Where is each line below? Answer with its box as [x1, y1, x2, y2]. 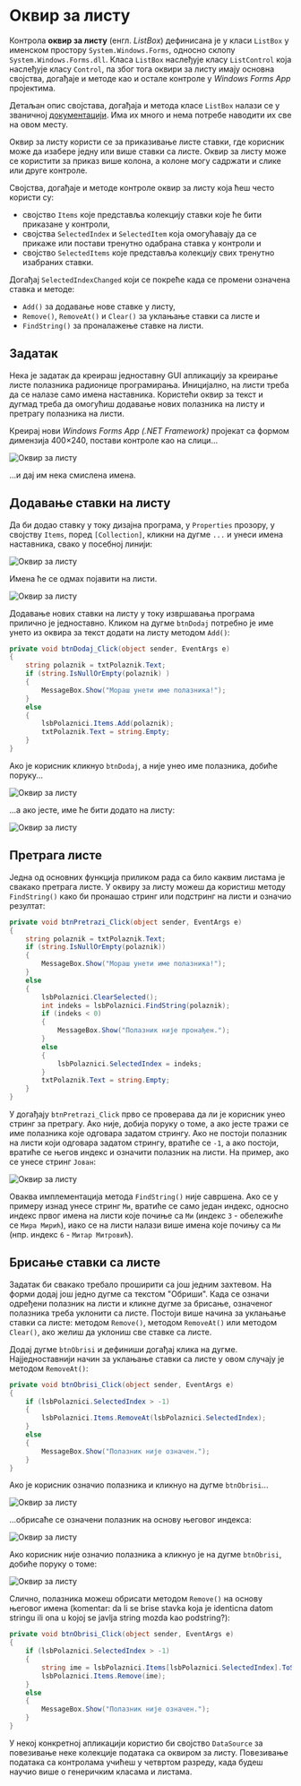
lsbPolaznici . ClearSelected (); [41, 992, 159, 1002]
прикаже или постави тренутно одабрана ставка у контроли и [21, 237, 262, 248]
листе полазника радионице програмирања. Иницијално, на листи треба [9, 379, 289, 390]
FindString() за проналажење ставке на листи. [21, 320, 204, 331]
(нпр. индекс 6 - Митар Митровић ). [9, 1229, 134, 1239]
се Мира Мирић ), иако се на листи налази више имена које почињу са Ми [9, 1220, 281, 1230]
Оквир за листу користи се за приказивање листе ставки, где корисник [9, 136, 285, 147]
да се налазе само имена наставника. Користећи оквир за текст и [9, 389, 264, 400]
